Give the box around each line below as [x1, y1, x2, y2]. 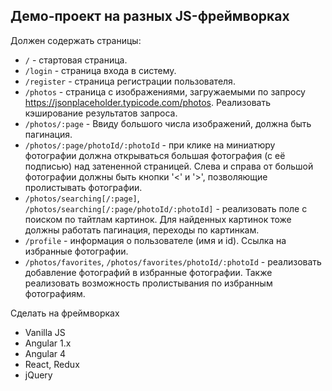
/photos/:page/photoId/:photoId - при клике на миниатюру [24, 139, 276, 151]
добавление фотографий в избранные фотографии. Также [24, 266, 273, 278]
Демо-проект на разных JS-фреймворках [10, 8, 290, 25]
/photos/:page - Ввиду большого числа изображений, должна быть [24, 117, 312, 129]
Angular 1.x [24, 337, 72, 349]
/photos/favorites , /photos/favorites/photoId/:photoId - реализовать [24, 255, 322, 268]
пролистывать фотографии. [24, 181, 143, 193]
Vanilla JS [24, 326, 66, 338]
